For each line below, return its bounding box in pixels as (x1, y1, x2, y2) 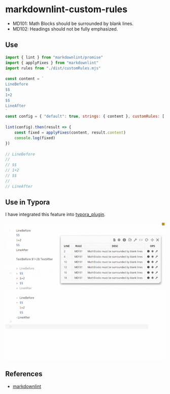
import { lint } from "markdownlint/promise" (5, 55, 103, 60)
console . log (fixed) (14, 135, 56, 141)
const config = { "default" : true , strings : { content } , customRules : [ (5, 114, 165, 119)
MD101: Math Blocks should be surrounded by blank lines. (12, 20, 133, 27)
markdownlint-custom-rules (5, 4, 128, 15)
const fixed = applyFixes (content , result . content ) (14, 130, 126, 135)
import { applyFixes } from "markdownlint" (5, 60, 99, 65)
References (5, 370, 43, 378)
